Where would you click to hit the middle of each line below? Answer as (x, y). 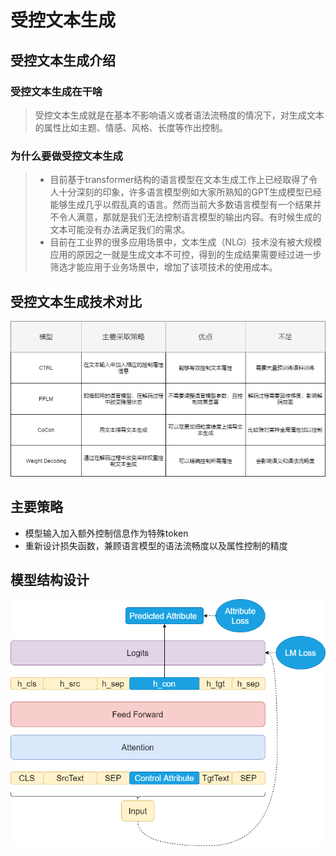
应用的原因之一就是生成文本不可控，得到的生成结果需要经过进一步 (185, 255)
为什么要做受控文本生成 (66, 156)
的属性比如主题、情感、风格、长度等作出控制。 (131, 127)
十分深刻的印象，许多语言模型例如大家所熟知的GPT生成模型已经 (190, 192)
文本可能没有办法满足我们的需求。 (120, 230)
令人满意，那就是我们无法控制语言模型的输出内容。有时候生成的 (190, 217)
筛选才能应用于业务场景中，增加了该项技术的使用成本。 (163, 267)
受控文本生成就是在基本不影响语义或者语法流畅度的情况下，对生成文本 (179, 115)
